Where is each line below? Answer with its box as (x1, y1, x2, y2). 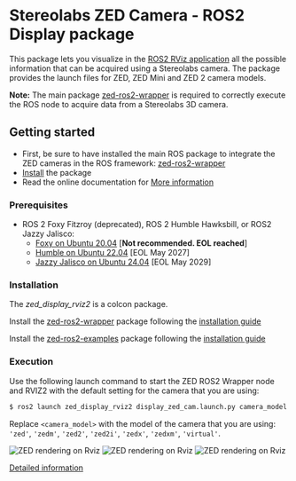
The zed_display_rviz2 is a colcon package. (9, 299, 168, 310)
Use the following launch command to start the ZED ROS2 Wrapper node (9, 375, 275, 386)
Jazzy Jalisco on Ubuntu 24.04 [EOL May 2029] (35, 256, 212, 267)
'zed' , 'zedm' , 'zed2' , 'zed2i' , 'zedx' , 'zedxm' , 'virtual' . (9, 428, 222, 438)
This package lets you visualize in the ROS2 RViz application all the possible (9, 53, 286, 64)
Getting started (9, 125, 96, 140)
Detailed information (9, 462, 84, 473)
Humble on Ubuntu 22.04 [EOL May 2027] (35, 248, 191, 258)
